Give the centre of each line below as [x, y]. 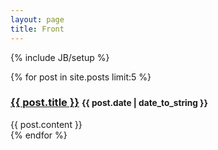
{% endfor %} [39, 135]
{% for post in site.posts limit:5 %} [81, 77]
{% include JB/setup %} [60, 57]
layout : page [37, 19]
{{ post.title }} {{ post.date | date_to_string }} [109, 103]
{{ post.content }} [46, 124]
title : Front [37, 29]
